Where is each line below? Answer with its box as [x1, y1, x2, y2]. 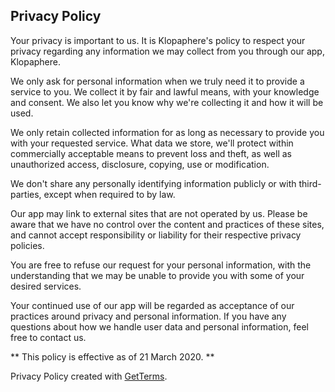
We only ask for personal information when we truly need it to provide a [10, 75, 305, 87]
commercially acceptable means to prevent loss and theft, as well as [10, 147, 292, 159]
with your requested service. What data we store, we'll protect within [10, 137, 294, 149]
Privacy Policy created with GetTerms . [10, 370, 168, 382]
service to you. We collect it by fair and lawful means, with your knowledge [10, 85, 320, 98]
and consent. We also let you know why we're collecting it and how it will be [10, 96, 324, 108]
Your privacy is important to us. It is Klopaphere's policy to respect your [10, 34, 306, 46]
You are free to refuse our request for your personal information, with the [10, 259, 312, 271]
